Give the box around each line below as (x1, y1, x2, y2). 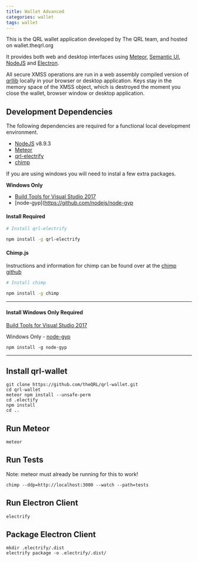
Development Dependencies (6, 107, 113, 117)
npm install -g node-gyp (6, 345, 67, 351)
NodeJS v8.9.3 (14, 140, 51, 147)
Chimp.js (6, 249, 29, 256)
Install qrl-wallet (6, 366, 68, 376)
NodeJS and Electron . (6, 59, 60, 66)
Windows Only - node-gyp (6, 333, 71, 340)
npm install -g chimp (6, 291, 60, 297)
